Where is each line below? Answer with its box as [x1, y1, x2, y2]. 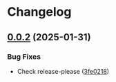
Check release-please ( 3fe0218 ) [17, 67, 109, 75]
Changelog [7, 4, 72, 20]
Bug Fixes [7, 52, 41, 61]
